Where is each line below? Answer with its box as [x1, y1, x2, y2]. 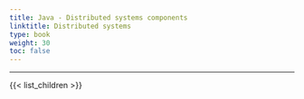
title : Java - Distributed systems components [9, 13, 188, 22]
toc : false [9, 47, 51, 56]
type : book [9, 30, 51, 39]
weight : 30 [9, 38, 51, 48]
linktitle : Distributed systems [9, 22, 131, 31]
